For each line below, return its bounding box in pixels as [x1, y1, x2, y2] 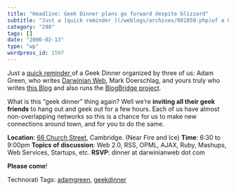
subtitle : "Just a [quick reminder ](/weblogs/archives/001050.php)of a [7, 17, 225, 24]
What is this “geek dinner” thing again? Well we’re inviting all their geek [7, 97, 216, 105]
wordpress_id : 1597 [7, 50, 65, 57]
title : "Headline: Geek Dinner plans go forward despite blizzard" [7, 10, 209, 18]
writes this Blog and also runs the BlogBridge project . [7, 84, 162, 92]
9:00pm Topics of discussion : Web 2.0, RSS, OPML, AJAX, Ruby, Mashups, [7, 140, 227, 149]
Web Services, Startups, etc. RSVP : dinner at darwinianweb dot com [7, 148, 206, 157]
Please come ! [7, 162, 48, 170]
